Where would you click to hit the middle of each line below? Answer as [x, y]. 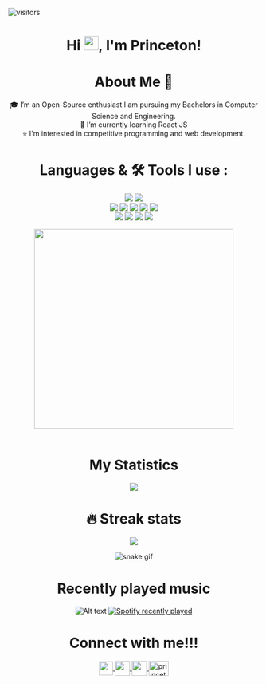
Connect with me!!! [134, 643]
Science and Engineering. [134, 117]
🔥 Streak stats [134, 519]
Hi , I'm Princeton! [134, 46]
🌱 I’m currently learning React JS [134, 125]
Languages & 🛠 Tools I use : [134, 170]
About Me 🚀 [134, 82]
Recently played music [134, 589]
